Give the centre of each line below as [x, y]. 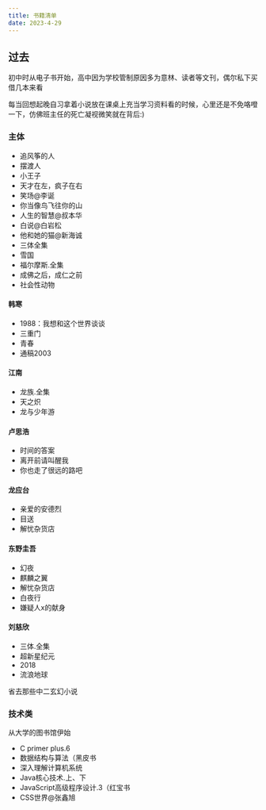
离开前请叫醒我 [44, 460]
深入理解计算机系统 [51, 768]
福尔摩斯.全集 [42, 265]
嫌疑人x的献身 [42, 607]
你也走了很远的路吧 [51, 470]
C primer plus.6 [45, 749]
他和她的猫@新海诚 [51, 235]
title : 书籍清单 [32, 15]
